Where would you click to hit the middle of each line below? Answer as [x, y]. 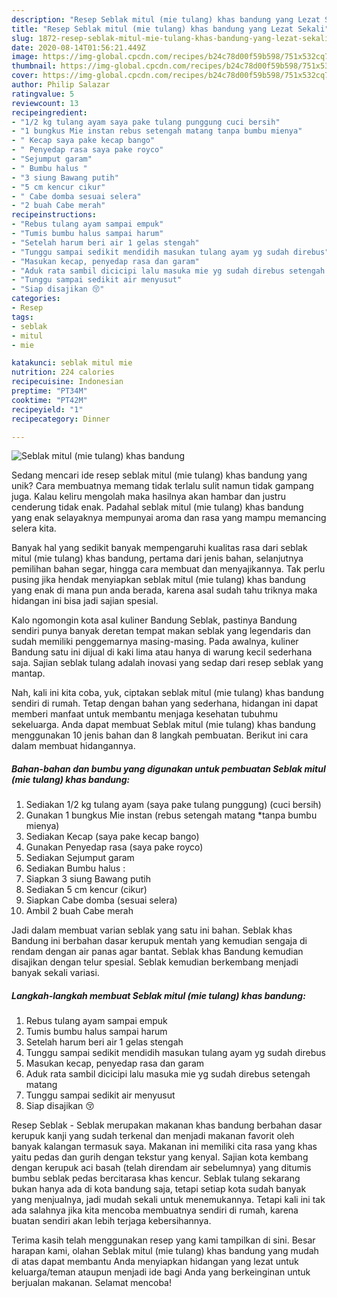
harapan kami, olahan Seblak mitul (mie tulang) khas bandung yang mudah [165, 1251]
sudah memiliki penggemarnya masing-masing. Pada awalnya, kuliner [155, 642]
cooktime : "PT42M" [49, 400]
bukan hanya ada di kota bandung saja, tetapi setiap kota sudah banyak [159, 1189]
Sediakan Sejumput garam [80, 858]
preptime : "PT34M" [49, 391]
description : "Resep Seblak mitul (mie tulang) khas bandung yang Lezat [166, 19]
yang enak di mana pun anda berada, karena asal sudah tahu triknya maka [164, 590]
